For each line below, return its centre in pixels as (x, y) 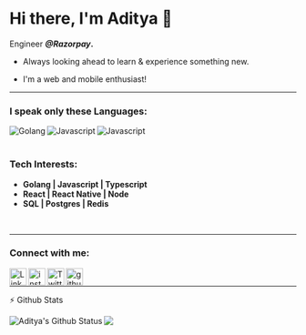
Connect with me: (50, 253)
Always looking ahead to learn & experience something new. (136, 61)
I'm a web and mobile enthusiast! (85, 79)
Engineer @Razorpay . (51, 44)
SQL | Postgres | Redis (66, 203)
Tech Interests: (44, 165)
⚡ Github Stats (36, 299)
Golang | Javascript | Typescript (85, 184)
